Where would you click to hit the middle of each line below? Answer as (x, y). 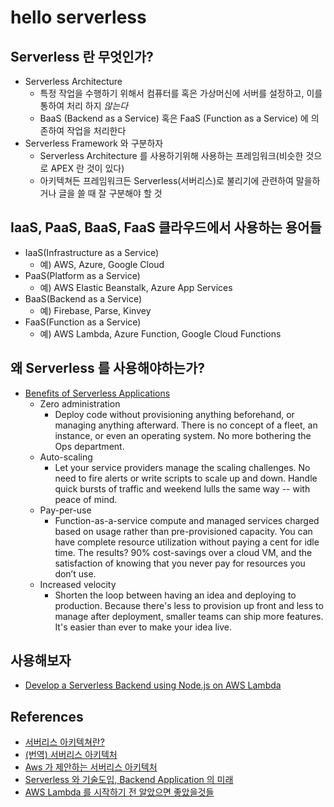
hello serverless (78, 17)
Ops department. (89, 446)
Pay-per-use (65, 510)
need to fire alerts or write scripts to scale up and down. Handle (186, 478)
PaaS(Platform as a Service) (82, 275)
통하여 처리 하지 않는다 (84, 105)
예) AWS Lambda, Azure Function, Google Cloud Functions (160, 333)
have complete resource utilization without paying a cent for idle (187, 542)
